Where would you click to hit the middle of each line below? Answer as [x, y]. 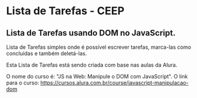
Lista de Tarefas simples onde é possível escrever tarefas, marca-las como [99, 47]
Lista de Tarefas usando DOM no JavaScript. [91, 33]
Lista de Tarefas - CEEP [65, 11]
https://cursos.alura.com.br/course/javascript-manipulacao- [114, 83]
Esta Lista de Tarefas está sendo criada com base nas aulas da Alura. [92, 65]
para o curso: [23, 83]
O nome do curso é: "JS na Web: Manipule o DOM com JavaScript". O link [97, 76]
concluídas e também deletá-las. [47, 53]
